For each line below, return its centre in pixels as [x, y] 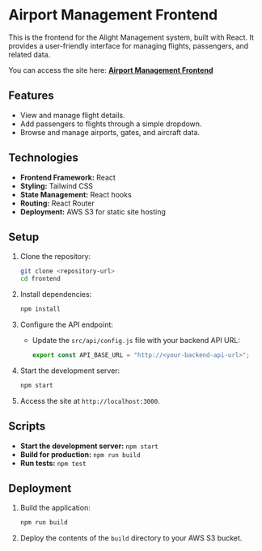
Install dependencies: [56, 295]
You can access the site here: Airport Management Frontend [111, 70]
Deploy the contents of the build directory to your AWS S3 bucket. [131, 538]
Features [31, 96]
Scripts [27, 426]
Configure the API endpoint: [66, 324]
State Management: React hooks [76, 194]
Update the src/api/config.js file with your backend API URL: [136, 340]
